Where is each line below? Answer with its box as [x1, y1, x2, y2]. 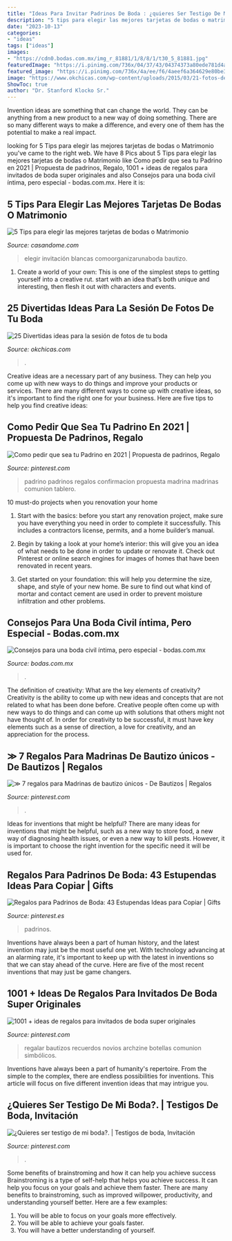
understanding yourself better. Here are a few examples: [7, 1197, 168, 1206]
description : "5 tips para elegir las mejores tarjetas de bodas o [7, 17, 206, 24]
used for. [7, 849, 32, 857]
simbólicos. [23, 1051, 57, 1059]
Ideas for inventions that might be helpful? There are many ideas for [7, 820, 200, 828]
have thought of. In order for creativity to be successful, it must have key [7, 716, 214, 724]
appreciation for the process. [7, 730, 90, 738]
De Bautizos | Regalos [7, 761, 104, 773]
